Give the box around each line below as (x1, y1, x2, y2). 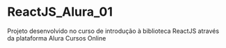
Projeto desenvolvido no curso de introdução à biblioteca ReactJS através (7, 27, 220, 35)
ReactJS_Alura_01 (7, 4, 113, 20)
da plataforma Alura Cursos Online (7, 34, 106, 42)
